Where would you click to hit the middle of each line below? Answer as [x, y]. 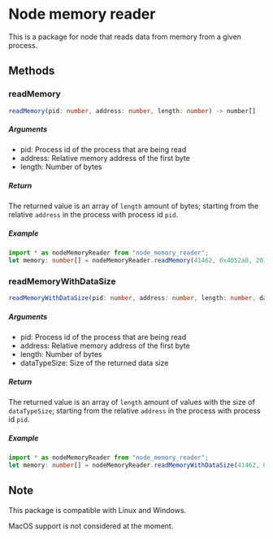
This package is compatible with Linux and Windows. [97, 510]
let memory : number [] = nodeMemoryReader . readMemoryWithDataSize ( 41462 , [134, 465]
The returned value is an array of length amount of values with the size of [132, 402]
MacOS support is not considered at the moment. [91, 526]
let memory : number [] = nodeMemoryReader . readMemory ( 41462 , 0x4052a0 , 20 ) [138, 261]
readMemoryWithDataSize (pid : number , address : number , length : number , [132, 298]
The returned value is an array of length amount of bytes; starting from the [134, 206]
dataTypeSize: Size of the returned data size [94, 363]
